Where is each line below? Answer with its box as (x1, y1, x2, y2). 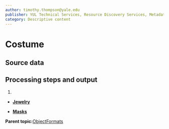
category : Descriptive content (5, 17, 71, 22)
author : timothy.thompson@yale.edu (5, 7, 80, 13)
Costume (5, 38, 44, 50)
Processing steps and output (5, 76, 98, 84)
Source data (5, 58, 44, 67)
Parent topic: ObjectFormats (5, 118, 63, 124)
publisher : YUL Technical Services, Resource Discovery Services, (5, 12, 147, 17)
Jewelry (12, 99, 30, 105)
